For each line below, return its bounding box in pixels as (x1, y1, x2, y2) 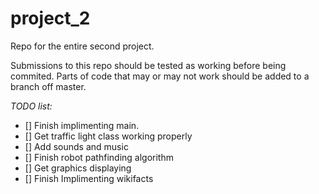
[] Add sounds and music (24, 140, 129, 152)
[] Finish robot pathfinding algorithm (24, 151, 174, 163)
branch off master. (10, 80, 87, 92)
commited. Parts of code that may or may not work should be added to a (10, 70, 310, 82)
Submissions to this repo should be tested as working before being (10, 59, 287, 71)
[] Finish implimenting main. (24, 119, 140, 131)
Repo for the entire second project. (10, 40, 155, 52)
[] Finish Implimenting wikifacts (24, 172, 154, 184)
